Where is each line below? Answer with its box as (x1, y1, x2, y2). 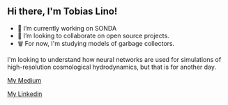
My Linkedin (7, 90, 43, 98)
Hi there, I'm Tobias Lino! (7, 6, 118, 17)
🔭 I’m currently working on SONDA (17, 24, 117, 32)
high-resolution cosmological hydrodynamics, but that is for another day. (7, 63, 217, 71)
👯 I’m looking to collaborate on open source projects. (17, 31, 169, 40)
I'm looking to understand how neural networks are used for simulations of (7, 55, 222, 63)
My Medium (7, 76, 42, 84)
